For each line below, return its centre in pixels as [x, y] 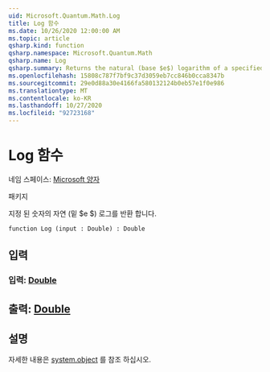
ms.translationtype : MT [48, 91]
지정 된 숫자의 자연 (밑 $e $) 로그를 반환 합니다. [82, 213]
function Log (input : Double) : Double [77, 229]
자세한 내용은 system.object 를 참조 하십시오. [80, 360]
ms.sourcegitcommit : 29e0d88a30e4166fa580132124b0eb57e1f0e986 [117, 83]
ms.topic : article [39, 38]
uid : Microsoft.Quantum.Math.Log [64, 16]
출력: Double [39, 309]
